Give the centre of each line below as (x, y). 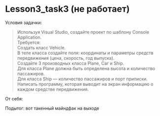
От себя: (14, 98)
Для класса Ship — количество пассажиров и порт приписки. (82, 79)
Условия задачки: (24, 23)
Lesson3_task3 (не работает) (67, 9)
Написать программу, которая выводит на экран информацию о (85, 84)
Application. (29, 37)
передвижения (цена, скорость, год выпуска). (66, 58)
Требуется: (29, 42)
